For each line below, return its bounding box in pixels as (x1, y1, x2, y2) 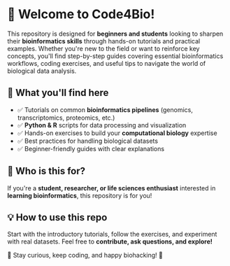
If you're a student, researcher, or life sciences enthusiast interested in (7, 183, 216, 192)
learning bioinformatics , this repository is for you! (7, 191, 152, 199)
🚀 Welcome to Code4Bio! (7, 6, 155, 22)
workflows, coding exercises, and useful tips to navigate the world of (7, 59, 206, 67)
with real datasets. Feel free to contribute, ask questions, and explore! (7, 237, 213, 246)
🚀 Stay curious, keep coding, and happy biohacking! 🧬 (7, 251, 163, 260)
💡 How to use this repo (7, 211, 108, 223)
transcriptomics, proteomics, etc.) (17, 113, 115, 122)
